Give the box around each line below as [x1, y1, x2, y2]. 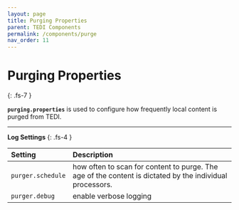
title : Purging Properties [7, 17, 87, 24]
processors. [72, 179, 112, 189]
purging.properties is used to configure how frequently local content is [7, 105, 218, 114]
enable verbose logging [72, 191, 152, 201]
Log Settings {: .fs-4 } [7, 133, 73, 142]
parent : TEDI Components [7, 23, 81, 31]
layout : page [7, 10, 46, 18]
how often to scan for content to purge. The [72, 162, 218, 172]
